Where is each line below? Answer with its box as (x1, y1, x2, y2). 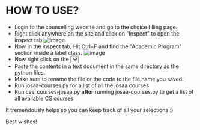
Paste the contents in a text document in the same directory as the (14, 63, 180, 70)
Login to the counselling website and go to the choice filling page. (14, 23, 178, 31)
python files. (14, 69, 46, 76)
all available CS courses (14, 94, 74, 102)
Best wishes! (5, 118, 37, 125)
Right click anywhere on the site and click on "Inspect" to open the (14, 29, 180, 37)
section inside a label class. (14, 49, 83, 56)
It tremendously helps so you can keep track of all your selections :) (5, 106, 174, 113)
